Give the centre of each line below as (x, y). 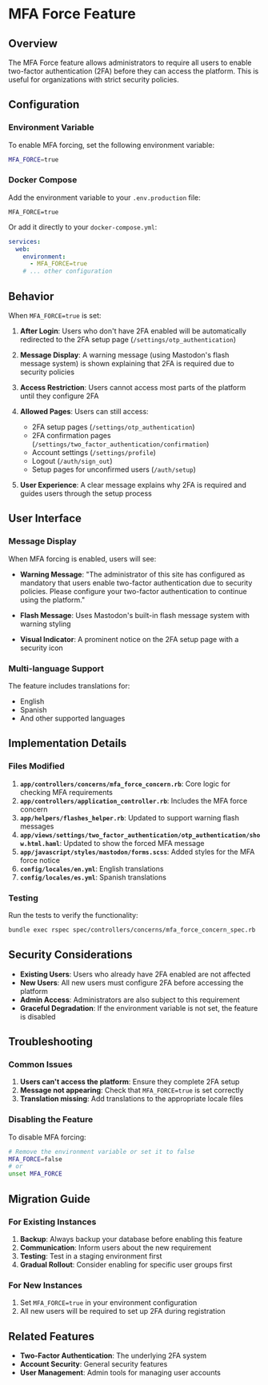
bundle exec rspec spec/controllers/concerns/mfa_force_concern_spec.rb (132, 930)
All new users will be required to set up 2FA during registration (122, 1311)
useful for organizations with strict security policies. (94, 80)
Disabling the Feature (51, 1120)
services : (25, 241)
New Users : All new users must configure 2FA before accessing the (132, 982)
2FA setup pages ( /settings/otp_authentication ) (113, 427)
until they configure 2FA (59, 396)
